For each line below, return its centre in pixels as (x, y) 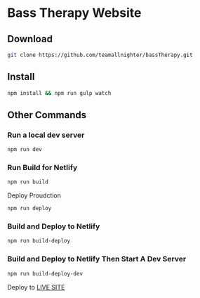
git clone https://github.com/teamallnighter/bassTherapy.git (100, 55)
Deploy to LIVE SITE (36, 287)
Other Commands (47, 115)
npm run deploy (29, 209)
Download (30, 39)
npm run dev (25, 150)
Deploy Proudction (34, 195)
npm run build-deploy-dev (45, 273)
